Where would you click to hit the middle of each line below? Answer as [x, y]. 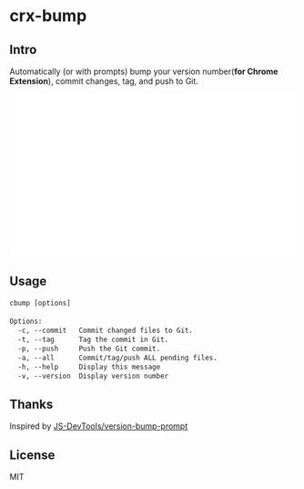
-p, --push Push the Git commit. [89, 349]
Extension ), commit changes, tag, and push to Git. [104, 81]
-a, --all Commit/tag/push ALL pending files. [118, 358]
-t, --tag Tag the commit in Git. [93, 340]
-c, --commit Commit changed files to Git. [106, 331]
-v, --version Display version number [93, 376]
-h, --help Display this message [89, 367]
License [32, 455]
